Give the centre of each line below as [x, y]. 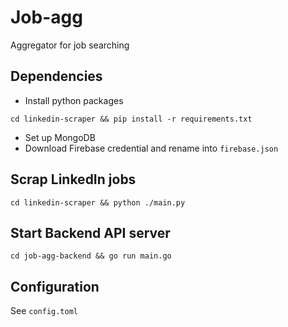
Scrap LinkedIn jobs [73, 179]
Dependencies [56, 76]
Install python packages [74, 100]
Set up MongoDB [60, 137]
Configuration [55, 286]
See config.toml [44, 311]
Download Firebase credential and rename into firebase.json [151, 148]
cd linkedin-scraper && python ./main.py [98, 202]
